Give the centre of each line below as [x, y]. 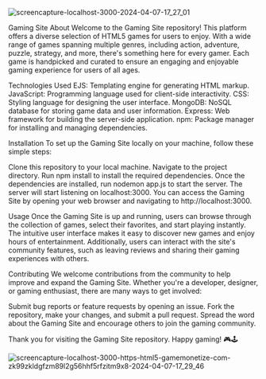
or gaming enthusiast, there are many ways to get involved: [105, 291]
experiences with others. [49, 258]
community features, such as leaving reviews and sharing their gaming [124, 250]
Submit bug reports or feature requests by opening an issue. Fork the [121, 306]
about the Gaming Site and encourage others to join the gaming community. [132, 323]
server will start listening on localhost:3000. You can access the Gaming [126, 192]
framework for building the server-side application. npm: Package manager [131, 119]
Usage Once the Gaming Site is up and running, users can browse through [130, 216]
